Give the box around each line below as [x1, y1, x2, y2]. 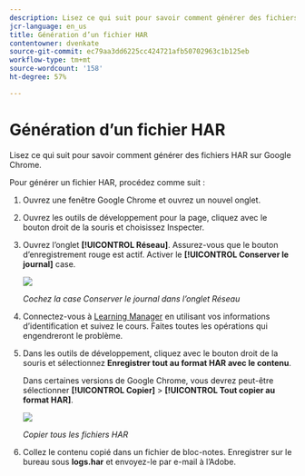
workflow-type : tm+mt [9, 55, 92, 64]
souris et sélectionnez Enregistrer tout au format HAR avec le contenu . [22, 357, 292, 368]
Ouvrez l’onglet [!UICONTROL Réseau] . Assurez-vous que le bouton [22, 239, 279, 250]
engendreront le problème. [22, 330, 123, 341]
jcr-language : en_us [9, 22, 88, 31]
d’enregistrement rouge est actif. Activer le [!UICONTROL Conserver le [22, 249, 289, 260]
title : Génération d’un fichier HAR [9, 30, 148, 39]
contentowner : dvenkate [9, 38, 100, 48]
